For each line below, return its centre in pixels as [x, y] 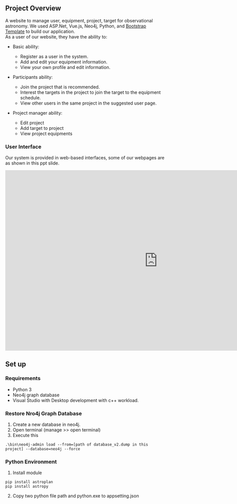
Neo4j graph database [36, 395]
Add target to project [42, 128]
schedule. [30, 97]
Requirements [23, 379]
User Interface [23, 147]
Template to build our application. [40, 31]
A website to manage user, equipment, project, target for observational [79, 20]
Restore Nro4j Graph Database [44, 413]
